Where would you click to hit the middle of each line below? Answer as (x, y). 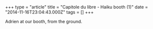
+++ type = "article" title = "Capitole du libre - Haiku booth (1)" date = (77, 7)
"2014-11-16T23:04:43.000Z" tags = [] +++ (49, 12)
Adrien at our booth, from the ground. (44, 22)
